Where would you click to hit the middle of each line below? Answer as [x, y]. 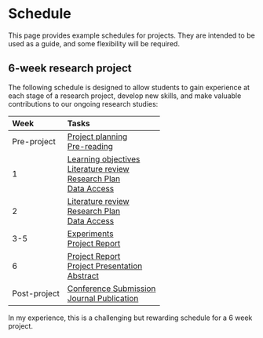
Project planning [97, 136]
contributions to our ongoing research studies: [83, 104]
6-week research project [70, 69]
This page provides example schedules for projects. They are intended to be [131, 35]
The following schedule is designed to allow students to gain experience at [129, 87]
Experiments [90, 234]
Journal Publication [103, 298]
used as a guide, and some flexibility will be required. [94, 43]
